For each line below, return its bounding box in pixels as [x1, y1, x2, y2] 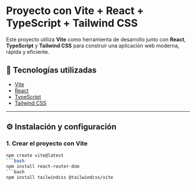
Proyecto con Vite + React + [6, 4, 144, 18]
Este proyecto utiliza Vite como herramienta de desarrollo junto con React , [6, 36, 186, 43]
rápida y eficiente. [6, 48, 50, 55]
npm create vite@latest [6, 153, 64, 159]
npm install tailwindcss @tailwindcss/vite [6, 174, 114, 180]
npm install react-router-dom [6, 164, 80, 170]
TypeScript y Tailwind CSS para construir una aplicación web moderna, [6, 42, 180, 49]
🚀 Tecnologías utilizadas [6, 66, 97, 75]
